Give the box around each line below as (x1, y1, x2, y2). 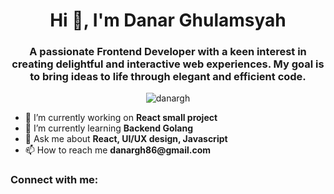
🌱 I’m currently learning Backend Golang (24, 122, 194, 134)
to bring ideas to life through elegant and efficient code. (29, 70, 307, 84)
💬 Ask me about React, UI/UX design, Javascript (24, 133, 228, 145)
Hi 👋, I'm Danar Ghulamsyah (49, 9, 287, 32)
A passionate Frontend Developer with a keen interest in (29, 45, 307, 59)
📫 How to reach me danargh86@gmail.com (24, 144, 212, 156)
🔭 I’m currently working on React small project (24, 112, 218, 124)
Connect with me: (10, 173, 99, 187)
